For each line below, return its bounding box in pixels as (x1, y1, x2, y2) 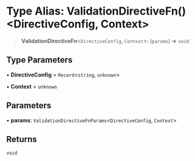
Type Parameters (6, 55, 73, 65)
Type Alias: (6, 4, 65, 18)
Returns (6, 134, 38, 144)
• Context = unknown (6, 83, 58, 90)
